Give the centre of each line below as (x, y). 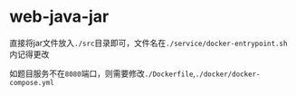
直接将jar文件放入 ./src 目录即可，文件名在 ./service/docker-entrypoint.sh (148, 43)
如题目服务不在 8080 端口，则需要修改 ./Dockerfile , (103, 73)
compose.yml (32, 82)
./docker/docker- (228, 74)
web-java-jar (59, 17)
